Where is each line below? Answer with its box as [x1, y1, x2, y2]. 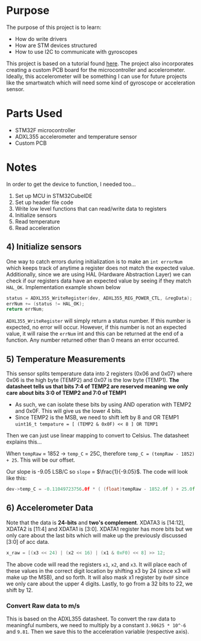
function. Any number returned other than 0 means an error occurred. [6, 336, 179, 344]
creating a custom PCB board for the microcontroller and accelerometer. [6, 66, 185, 73]
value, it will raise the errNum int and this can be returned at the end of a [6, 330, 184, 337]
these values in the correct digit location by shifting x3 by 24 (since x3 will [6, 567, 191, 574]
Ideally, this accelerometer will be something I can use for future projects [6, 72, 187, 80]
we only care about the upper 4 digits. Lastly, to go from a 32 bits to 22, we [6, 580, 193, 587]
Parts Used [6, 107, 63, 121]
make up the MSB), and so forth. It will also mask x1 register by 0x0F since [6, 573, 189, 581]
